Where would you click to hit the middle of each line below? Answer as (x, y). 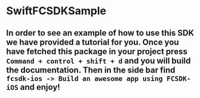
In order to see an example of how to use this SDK (100, 33)
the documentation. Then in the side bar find (91, 70)
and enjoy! (40, 87)
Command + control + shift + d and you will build (99, 61)
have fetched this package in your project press (97, 51)
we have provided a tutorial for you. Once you (93, 42)
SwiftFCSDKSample (56, 11)
